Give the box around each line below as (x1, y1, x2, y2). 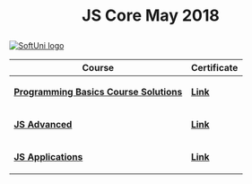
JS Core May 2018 (82, 5, 220, 26)
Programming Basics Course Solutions (13, 86, 183, 99)
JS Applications (13, 151, 83, 163)
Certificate (191, 62, 239, 74)
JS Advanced (13, 118, 73, 131)
